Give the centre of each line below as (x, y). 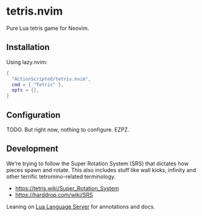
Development (33, 149)
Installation (28, 47)
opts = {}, (26, 90)
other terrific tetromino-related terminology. (61, 176)
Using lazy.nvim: (27, 62)
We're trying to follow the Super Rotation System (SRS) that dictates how (97, 164)
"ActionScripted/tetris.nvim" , (51, 79)
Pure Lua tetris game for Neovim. (48, 28)
